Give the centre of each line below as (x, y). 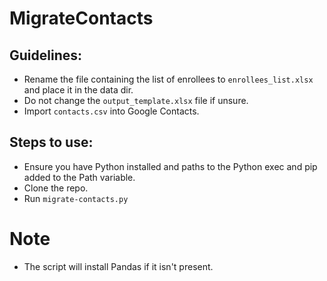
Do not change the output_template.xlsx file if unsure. (136, 100)
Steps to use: (51, 142)
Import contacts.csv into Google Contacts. (111, 111)
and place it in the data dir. (78, 90)
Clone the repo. (56, 188)
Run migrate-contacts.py (76, 198)
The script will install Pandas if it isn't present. (118, 266)
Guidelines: (46, 55)
